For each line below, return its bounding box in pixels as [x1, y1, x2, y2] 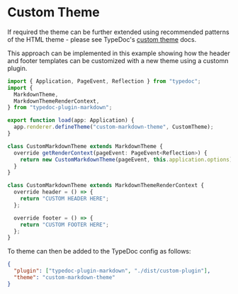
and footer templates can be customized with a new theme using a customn [7, 56, 229, 64]
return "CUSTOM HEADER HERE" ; [20, 196, 110, 203]
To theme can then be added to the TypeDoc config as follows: [7, 247, 191, 256]
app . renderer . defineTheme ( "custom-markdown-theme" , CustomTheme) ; [13, 123, 214, 131]
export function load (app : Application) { [7, 117, 135, 124]
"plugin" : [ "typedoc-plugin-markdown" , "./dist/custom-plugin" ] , [13, 267, 211, 275]
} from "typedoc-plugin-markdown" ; [7, 104, 113, 111]
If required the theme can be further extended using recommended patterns [7, 28, 229, 36]
